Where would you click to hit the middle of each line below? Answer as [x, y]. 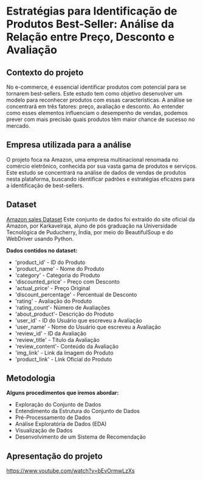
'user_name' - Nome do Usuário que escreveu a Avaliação [88, 327]
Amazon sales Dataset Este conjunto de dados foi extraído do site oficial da [101, 219]
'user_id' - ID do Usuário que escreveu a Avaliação [78, 320]
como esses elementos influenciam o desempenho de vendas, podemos [97, 113]
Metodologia [31, 378]
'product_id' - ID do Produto [50, 262]
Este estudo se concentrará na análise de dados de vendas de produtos [96, 172]
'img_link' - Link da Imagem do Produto [64, 353]
